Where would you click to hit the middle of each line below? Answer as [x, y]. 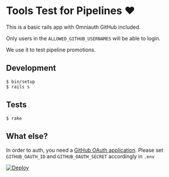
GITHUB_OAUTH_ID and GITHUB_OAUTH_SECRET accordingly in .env [80, 156]
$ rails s [18, 87]
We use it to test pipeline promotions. [51, 50]
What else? [27, 136]
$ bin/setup [20, 81]
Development [31, 68]
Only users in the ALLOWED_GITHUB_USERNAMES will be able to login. [83, 38]
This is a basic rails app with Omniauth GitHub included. [73, 27]
